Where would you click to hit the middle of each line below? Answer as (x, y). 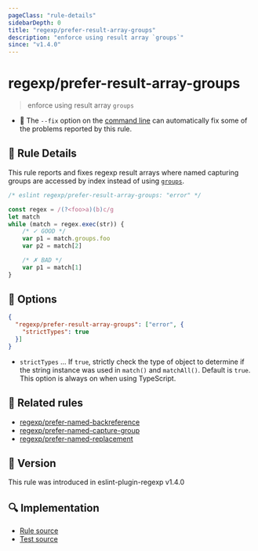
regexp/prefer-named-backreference (80, 422)
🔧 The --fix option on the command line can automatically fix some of (133, 121)
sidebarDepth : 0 (35, 23)
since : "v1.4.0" (35, 45)
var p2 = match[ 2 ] (52, 246)
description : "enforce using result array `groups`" (96, 37)
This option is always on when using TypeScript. (98, 378)
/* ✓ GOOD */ (44, 231)
